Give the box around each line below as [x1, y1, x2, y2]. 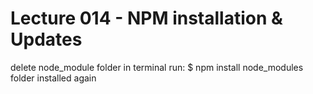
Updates [10, 28, 83, 51]
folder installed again [10, 72, 97, 84]
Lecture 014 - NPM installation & [10, 7, 283, 30]
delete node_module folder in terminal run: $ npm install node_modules [10, 61, 304, 73]
